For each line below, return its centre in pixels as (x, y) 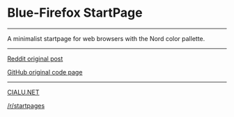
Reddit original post (35, 58)
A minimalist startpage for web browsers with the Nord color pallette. (106, 38)
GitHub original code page (45, 72)
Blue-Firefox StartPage (75, 13)
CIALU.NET (23, 92)
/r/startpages (26, 105)
